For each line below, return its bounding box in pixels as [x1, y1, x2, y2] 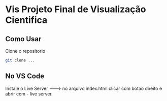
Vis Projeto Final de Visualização [5, 4, 146, 15]
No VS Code [5, 72, 45, 81]
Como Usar [5, 35, 42, 43]
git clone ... [5, 58, 36, 63]
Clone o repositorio [5, 48, 46, 54]
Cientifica [5, 14, 48, 26]
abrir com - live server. [5, 90, 53, 97]
